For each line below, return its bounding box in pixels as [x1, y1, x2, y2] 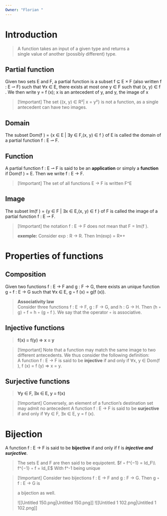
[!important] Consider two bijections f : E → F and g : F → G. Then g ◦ [17, 475, 160, 481]
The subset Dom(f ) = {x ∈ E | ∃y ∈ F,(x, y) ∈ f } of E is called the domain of [5, 132, 162, 138]
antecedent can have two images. [17, 104, 87, 110]
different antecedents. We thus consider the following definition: [17, 352, 150, 358]
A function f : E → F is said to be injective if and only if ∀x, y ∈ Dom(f [17, 357, 160, 363]
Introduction [5, 29, 58, 40]
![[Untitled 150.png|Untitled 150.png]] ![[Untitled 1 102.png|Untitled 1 [17, 499, 157, 506]
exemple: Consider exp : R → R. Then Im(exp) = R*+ [17, 232, 126, 238]
